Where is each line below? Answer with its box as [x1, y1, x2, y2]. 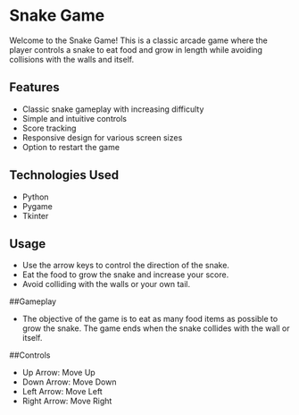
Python [21, 191, 49, 202]
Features [9, 80, 60, 95]
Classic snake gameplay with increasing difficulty [21, 104, 204, 114]
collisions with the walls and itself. [9, 54, 135, 64]
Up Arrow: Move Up [21, 368, 96, 378]
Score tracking [21, 123, 77, 133]
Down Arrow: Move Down [21, 377, 117, 387]
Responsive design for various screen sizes [21, 131, 183, 143]
